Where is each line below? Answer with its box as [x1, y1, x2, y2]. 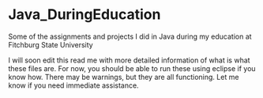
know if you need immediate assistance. [8, 81, 140, 90]
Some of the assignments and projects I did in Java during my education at [8, 32, 252, 41]
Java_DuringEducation [8, 6, 161, 24]
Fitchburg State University [8, 40, 93, 49]
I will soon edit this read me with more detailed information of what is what [8, 55, 250, 65]
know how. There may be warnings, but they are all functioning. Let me [8, 72, 239, 81]
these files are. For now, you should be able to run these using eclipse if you [8, 63, 256, 73]
